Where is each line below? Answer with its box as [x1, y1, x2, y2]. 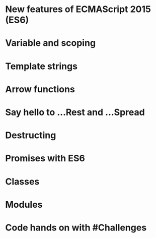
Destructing [5, 130, 56, 141]
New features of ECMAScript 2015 [5, 4, 151, 15]
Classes [5, 175, 40, 187]
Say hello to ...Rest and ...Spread [5, 106, 145, 118]
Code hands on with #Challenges [5, 222, 147, 233]
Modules [5, 199, 43, 210]
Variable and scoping [5, 37, 96, 49]
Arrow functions [5, 83, 75, 95]
